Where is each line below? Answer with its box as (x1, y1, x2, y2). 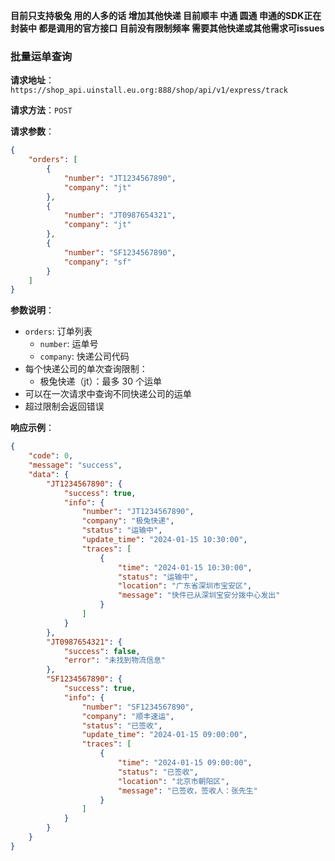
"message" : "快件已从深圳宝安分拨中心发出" (117, 590, 281, 601)
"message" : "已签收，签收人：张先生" (117, 785, 258, 796)
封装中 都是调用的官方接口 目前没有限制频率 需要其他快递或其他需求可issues (10, 22, 325, 34)
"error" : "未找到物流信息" (63, 655, 166, 666)
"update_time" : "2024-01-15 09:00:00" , (81, 730, 248, 740)
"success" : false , (63, 646, 141, 656)
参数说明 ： (10, 304, 55, 316)
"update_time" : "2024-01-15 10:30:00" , (81, 535, 248, 545)
